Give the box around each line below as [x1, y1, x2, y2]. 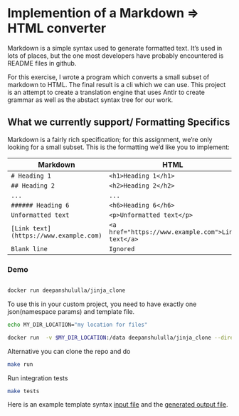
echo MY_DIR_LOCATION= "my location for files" [7, 321, 148, 328]
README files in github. [7, 59, 77, 67]
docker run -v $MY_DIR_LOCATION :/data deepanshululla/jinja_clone [7, 334, 212, 341]
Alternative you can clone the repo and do [7, 347, 131, 355]
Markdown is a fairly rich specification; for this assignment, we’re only [7, 135, 213, 143]
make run [7, 360, 33, 368]
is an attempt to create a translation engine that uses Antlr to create [7, 88, 205, 96]
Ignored [109, 245, 135, 253]
